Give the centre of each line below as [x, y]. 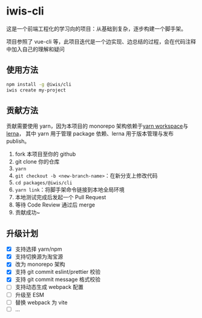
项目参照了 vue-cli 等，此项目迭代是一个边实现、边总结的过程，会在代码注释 [101, 41]
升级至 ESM [29, 294]
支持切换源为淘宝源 [39, 257]
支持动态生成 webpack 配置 [49, 287]
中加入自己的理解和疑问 [35, 49]
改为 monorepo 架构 [40, 264]
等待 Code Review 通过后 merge [55, 205]
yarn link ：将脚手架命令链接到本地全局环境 [70, 190]
